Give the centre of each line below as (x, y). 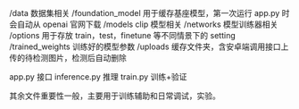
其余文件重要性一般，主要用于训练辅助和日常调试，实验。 (115, 96)
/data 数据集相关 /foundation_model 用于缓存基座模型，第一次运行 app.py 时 (149, 13)
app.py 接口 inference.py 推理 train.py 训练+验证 (98, 77)
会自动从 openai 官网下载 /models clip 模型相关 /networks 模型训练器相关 (144, 24)
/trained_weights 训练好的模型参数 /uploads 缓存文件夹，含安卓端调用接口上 (149, 46)
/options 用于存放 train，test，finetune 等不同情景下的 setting (122, 35)
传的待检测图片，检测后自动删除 (68, 58)
